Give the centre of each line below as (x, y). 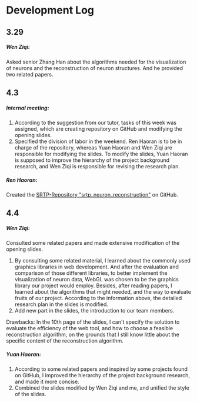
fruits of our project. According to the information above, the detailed (98, 298)
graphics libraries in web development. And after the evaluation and (97, 267)
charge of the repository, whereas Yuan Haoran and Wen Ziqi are (93, 147)
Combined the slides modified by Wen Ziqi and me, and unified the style (102, 388)
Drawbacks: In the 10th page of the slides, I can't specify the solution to (93, 322)
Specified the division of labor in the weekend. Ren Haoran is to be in (98, 141)
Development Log (50, 10)
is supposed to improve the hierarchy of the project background (92, 160)
